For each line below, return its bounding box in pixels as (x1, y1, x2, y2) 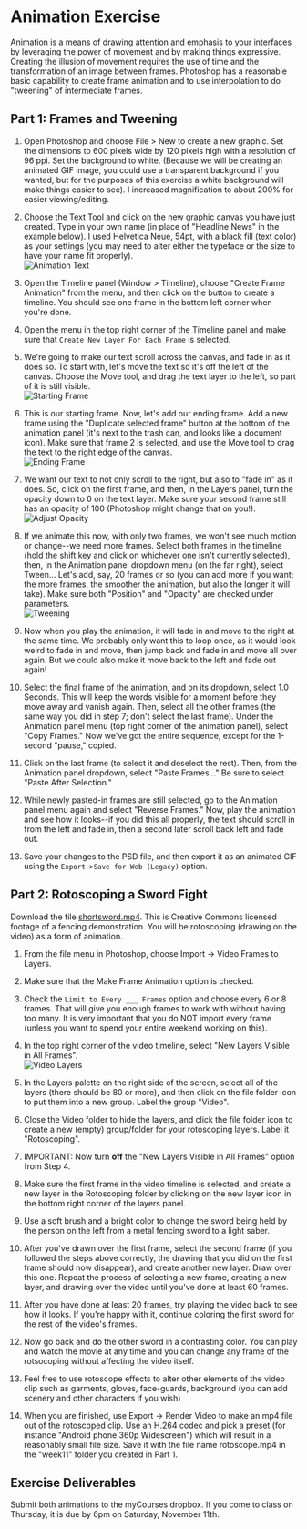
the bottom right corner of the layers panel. (23, 1197, 186, 1208)
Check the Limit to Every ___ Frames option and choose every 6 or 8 (23, 993, 287, 1004)
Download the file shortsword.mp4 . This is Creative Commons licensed (10, 911, 277, 922)
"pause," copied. (54, 740, 117, 751)
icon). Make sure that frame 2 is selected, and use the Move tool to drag (23, 436, 295, 447)
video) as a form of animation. (10, 930, 123, 941)
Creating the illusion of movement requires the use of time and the (10, 56, 260, 67)
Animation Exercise (10, 6, 161, 27)
